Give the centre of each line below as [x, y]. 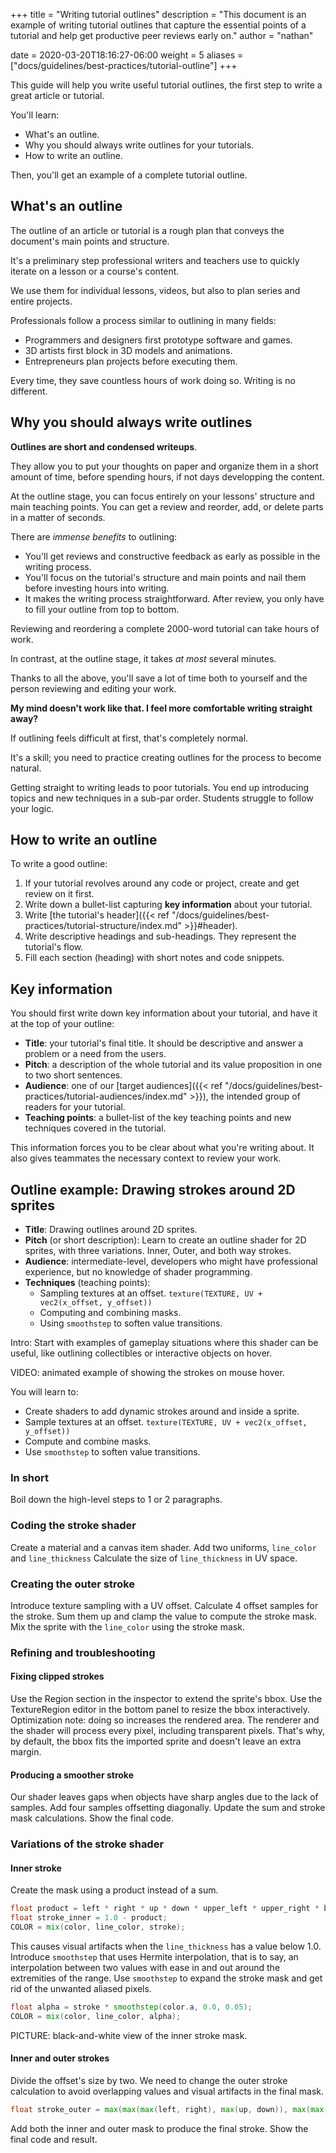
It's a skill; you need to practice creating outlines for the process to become [166, 757]
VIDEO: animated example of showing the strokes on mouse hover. [147, 1373]
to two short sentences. [73, 1075]
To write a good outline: [59, 864]
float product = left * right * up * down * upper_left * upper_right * [165, 1909]
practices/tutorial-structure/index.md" [103, 926]
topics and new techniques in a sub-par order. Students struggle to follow [162, 798]
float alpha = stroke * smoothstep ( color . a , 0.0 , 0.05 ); [131, 2007]
